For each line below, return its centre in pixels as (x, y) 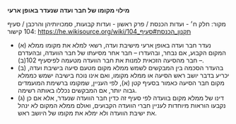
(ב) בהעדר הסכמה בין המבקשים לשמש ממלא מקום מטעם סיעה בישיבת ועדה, (120, 68)
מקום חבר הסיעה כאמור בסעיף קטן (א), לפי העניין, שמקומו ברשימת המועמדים (121, 83)
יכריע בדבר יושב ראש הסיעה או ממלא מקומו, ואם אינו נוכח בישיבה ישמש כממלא (123, 75)
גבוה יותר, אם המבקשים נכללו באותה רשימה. (77, 90)
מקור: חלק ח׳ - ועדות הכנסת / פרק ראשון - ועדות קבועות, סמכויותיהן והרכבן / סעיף (117, 24)
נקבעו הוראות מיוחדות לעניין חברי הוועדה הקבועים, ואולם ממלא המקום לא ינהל (122, 105)
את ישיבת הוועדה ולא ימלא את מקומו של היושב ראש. (87, 113)
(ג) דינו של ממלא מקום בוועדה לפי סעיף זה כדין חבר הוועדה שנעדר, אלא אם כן (120, 98)
